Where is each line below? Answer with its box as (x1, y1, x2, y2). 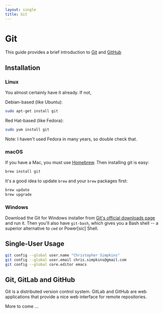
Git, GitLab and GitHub (5, 276, 75, 284)
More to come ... (5, 304, 38, 310)
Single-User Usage (5, 240, 65, 248)
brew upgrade (5, 192, 32, 197)
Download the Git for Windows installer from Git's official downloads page (5, 215, 156, 221)
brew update (5, 188, 30, 193)
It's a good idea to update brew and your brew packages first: (5, 178, 128, 184)
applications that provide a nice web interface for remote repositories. (5, 294, 147, 300)
